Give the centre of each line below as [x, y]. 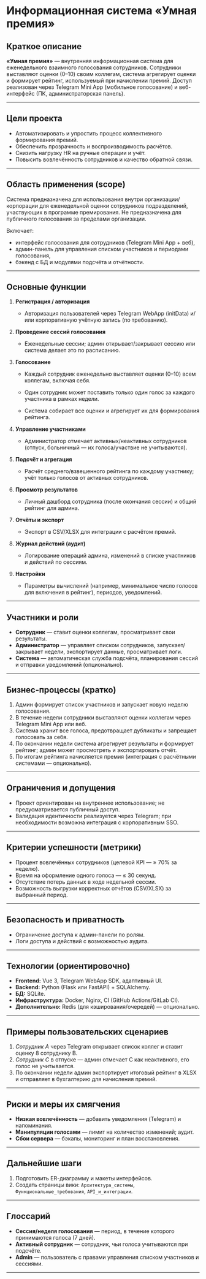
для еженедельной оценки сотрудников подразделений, [114, 205]
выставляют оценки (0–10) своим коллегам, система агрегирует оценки [101, 74]
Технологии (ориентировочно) [68, 966]
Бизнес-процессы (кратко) [61, 690]
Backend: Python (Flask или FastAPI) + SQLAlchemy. [83, 987]
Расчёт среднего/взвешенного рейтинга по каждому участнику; [109, 471]
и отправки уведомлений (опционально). [69, 665]
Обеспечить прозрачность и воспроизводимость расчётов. [94, 146]
